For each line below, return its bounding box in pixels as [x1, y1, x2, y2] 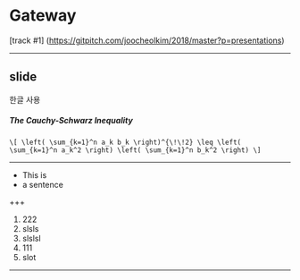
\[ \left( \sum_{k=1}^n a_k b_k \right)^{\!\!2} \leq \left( [9, 138, 242, 147]
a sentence [21, 179, 64, 190]
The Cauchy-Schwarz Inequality [9, 115, 134, 126]
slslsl [21, 233, 42, 243]
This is [21, 169, 47, 180]
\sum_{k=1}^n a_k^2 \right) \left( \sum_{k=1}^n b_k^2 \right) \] [9, 145, 262, 155]
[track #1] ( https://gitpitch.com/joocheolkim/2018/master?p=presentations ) [9, 35, 285, 46]
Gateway [9, 5, 77, 26]
